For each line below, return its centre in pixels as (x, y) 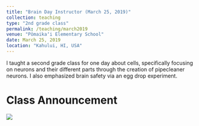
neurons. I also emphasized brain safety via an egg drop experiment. (92, 76)
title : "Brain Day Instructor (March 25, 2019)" (69, 12)
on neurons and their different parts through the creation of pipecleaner (96, 69)
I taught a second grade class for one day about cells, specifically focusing (100, 63)
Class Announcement (62, 100)
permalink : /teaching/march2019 (47, 29)
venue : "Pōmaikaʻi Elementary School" (55, 35)
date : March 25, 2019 (34, 40)
